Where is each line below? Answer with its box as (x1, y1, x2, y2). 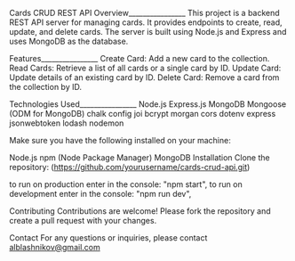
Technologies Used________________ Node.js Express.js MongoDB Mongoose (9, 99, 287, 110)
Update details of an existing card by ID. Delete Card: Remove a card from (9, 72, 280, 83)
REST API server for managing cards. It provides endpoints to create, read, (9, 17, 283, 28)
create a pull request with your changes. (9, 216, 157, 225)
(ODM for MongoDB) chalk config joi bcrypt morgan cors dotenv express (9, 109, 276, 118)
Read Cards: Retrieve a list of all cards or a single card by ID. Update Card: (9, 62, 282, 73)
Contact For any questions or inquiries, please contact (9, 232, 208, 243)
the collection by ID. (9, 82, 83, 92)
